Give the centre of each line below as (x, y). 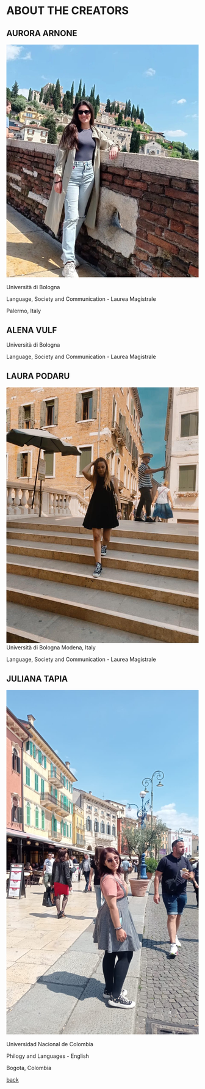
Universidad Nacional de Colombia (50, 1044)
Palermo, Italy (24, 311)
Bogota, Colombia (29, 1068)
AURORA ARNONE (42, 33)
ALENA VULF (32, 330)
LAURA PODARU (38, 376)
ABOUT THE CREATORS (68, 11)
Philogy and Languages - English (48, 1056)
